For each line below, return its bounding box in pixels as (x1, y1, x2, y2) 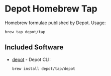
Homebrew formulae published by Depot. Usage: (5, 20, 106, 26)
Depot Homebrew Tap (5, 3, 97, 15)
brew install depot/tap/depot (12, 66, 76, 71)
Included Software (5, 43, 64, 52)
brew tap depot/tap (5, 29, 46, 34)
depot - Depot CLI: (12, 56, 51, 62)
